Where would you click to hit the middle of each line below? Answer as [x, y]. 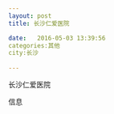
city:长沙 [23, 53]
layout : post [30, 16]
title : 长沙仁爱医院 [39, 23]
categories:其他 [34, 45]
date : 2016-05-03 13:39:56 [57, 38]
